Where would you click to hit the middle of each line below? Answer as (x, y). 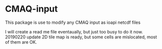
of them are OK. (21, 42)
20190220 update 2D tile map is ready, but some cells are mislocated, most (81, 37)
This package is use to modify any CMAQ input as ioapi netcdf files (73, 22)
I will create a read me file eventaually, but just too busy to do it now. (74, 32)
